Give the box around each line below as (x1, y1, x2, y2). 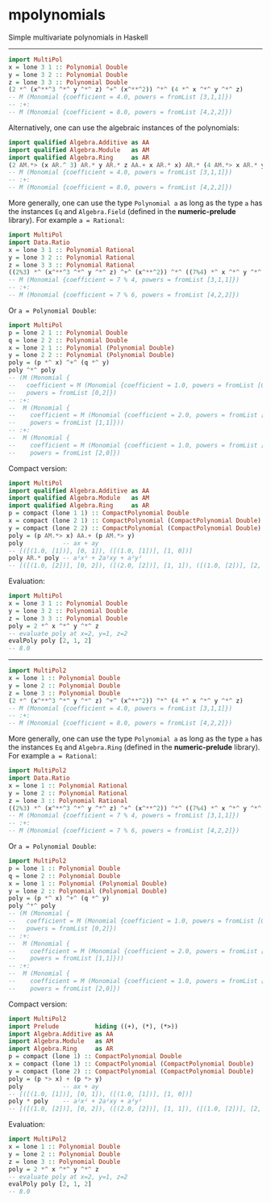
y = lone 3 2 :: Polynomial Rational (8, 253, 135, 262)
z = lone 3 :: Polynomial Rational (8, 796, 128, 805)
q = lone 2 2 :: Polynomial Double (8, 336, 128, 344)
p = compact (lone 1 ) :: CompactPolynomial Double (8, 1053, 182, 1061)
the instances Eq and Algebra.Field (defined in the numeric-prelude (8, 207, 236, 216)
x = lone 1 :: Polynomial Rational (8, 781, 128, 789)
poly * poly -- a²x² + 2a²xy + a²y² (8, 1097, 143, 1106)
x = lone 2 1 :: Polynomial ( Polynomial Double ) (8, 343, 175, 352)
